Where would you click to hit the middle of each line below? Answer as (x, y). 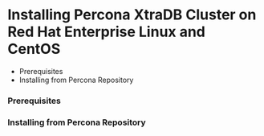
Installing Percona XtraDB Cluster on (132, 15)
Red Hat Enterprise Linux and (107, 32)
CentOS (34, 49)
